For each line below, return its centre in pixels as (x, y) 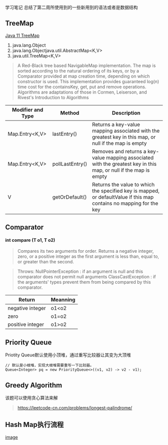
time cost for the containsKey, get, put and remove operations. (82, 87)
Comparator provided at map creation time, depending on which (83, 76)
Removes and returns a (119, 151)
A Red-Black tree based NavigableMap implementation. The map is (86, 65)
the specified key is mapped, (126, 191)
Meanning (63, 300)
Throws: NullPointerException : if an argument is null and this (80, 271)
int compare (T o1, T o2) (30, 240)
